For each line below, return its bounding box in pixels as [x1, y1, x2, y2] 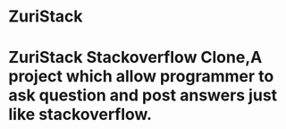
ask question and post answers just [8, 85, 278, 106]
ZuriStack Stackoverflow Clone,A [8, 47, 263, 68]
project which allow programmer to [8, 66, 274, 87]
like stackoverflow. [8, 105, 153, 125]
